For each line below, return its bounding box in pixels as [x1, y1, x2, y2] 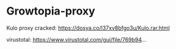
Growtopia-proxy [6, 4, 96, 18]
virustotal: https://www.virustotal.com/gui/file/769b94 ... [6, 36, 147, 43]
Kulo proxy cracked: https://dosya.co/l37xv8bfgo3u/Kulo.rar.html [6, 24, 170, 31]
